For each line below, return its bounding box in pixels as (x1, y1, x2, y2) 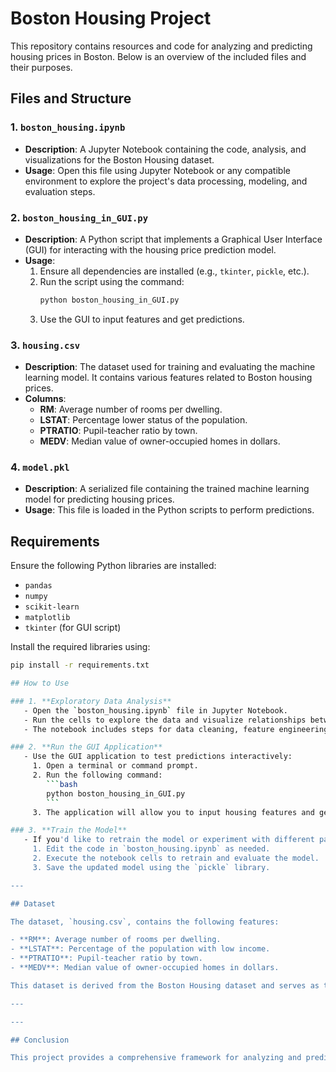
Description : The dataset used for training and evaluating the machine (24, 361, 316, 373)
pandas (24, 581, 53, 591)
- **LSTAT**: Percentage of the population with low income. (10, 944, 271, 954)
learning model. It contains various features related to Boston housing (24, 372, 313, 384)
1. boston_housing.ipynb (10, 120, 126, 134)
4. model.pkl (10, 460, 70, 474)
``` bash (46, 779, 78, 789)
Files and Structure (10, 90, 132, 107)
